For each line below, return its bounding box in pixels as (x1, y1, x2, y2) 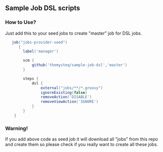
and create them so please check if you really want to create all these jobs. (5, 142, 159, 148)
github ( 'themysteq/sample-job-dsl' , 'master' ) (31, 63, 127, 68)
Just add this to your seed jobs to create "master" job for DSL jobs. (5, 30, 142, 36)
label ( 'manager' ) (23, 49, 58, 54)
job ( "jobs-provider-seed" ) (11, 40, 68, 45)
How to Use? (5, 19, 36, 26)
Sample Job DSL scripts (5, 4, 80, 12)
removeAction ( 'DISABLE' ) (40, 94, 92, 100)
